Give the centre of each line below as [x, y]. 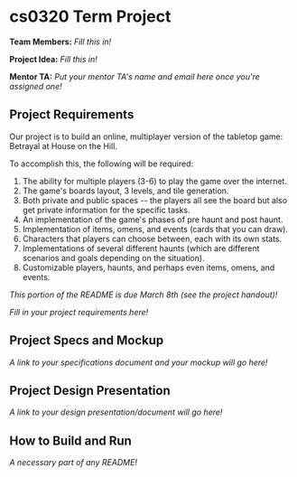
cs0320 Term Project [90, 17]
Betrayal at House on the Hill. [63, 145]
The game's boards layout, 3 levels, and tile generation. [125, 191]
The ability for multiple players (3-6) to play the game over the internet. [154, 181]
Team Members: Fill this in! [60, 42]
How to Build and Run [71, 440]
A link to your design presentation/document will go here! [116, 412]
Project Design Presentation [90, 390]
